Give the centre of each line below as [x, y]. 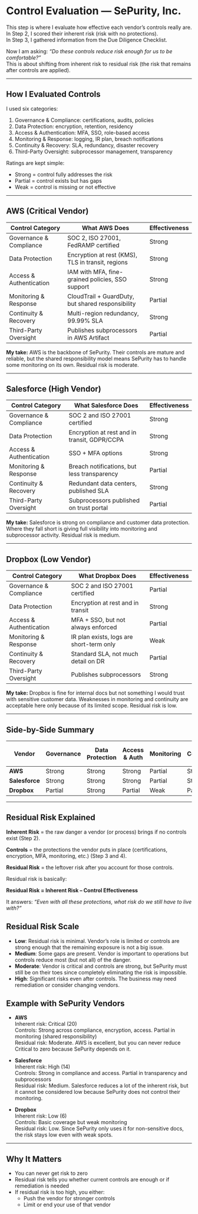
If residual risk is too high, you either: [60, 1192]
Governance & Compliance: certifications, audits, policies [84, 120]
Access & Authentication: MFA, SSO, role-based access [82, 133]
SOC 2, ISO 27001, [94, 238]
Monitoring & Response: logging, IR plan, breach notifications [89, 139]
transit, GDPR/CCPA [96, 440]
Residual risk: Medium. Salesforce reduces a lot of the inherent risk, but [101, 1086]
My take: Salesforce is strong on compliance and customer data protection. [98, 522]
